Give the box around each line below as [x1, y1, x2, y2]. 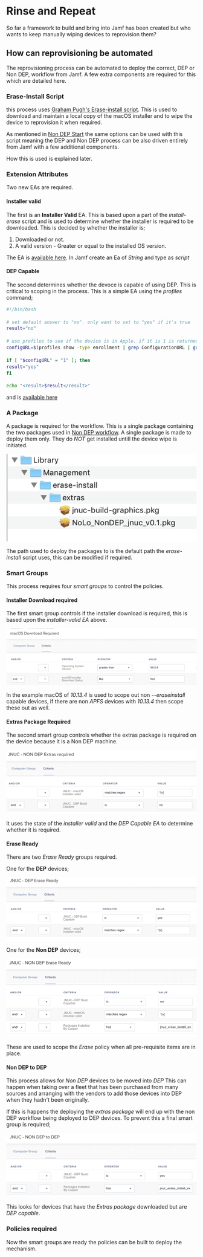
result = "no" [6, 325, 36, 332]
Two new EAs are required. [6, 184, 74, 191]
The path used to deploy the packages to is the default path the [6, 547, 165, 554]
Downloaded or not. [14, 236, 65, 243]
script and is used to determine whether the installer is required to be [22, 218, 194, 225]
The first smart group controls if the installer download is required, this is [6, 610, 188, 617]
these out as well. [6, 704, 50, 711]
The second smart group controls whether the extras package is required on [6, 731, 197, 738]
